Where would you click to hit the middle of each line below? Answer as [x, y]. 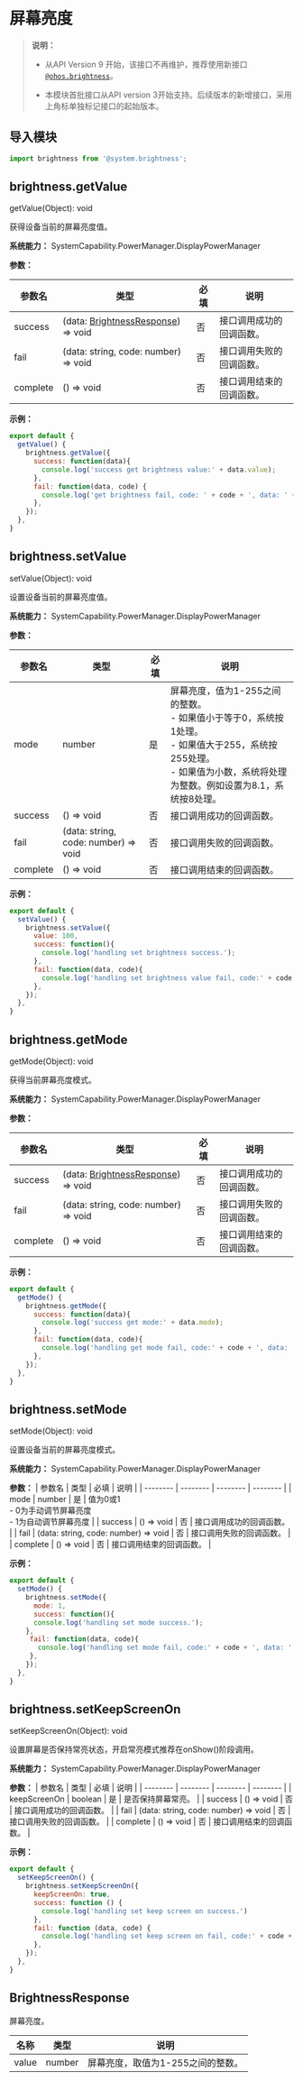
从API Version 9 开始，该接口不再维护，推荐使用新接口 [146, 64]
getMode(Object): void [51, 1061]
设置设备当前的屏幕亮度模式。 [64, 1450]
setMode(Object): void [51, 1431]
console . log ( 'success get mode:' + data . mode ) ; [133, 1323]
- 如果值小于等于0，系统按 [227, 718]
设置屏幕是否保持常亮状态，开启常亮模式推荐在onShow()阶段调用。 [134, 1749]
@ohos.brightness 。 [82, 75]
